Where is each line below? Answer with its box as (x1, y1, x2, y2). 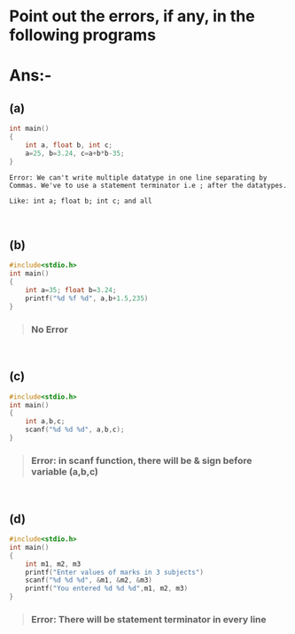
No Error (30, 323, 68, 336)
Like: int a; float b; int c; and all (9, 197, 152, 205)
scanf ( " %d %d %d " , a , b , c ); (25, 425, 125, 435)
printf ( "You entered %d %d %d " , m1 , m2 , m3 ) (25, 584, 189, 593)
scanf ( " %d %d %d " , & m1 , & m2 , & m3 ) (25, 576, 152, 585)
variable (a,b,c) (30, 465, 99, 477)
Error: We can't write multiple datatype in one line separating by (9, 173, 268, 182)
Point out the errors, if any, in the (9, 6, 255, 27)
